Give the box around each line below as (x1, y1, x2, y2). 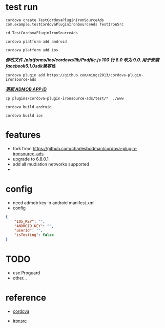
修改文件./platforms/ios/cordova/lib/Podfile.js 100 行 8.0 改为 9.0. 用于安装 (5, 57, 160, 63)
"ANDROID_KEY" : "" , (14, 223, 54, 229)
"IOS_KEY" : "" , (14, 219, 45, 224)
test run (5, 1, 38, 13)
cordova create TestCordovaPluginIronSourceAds (5, 18, 104, 23)
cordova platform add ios (5, 47, 58, 52)
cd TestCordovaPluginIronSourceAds (5, 30, 78, 35)
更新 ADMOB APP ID (5, 86, 47, 92)
